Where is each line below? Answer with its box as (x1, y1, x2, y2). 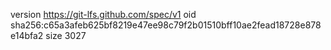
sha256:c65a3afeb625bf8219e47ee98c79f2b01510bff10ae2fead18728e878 (10, 19, 322, 31)
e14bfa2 (10, 30, 44, 41)
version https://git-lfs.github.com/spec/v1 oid (10, 9, 197, 20)
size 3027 (45, 30, 87, 41)
